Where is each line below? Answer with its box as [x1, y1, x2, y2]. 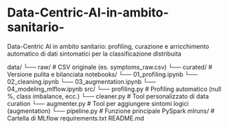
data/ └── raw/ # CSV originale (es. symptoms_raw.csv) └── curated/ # [7, 63, 213, 71]
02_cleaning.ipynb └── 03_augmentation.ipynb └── [7, 77, 157, 85]
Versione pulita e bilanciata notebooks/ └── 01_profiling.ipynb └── [7, 70, 198, 78]
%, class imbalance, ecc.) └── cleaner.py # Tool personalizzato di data [7, 92, 209, 100]
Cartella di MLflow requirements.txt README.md [7, 114, 144, 122]
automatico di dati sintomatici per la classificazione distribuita [7, 50, 182, 58]
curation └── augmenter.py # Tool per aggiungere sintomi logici [7, 99, 189, 107]
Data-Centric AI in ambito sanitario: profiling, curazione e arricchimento [7, 42, 209, 50]
